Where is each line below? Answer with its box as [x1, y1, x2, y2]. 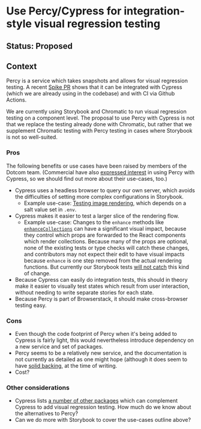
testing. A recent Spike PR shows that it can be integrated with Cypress [6, 84, 182, 91]
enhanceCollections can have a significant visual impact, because [23, 225, 187, 232]
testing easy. [14, 302, 47, 309]
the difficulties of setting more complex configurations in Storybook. [14, 193, 184, 200]
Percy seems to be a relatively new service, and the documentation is [14, 349, 187, 356]
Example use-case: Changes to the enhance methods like [23, 218, 164, 226]
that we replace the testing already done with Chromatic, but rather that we [6, 121, 192, 128]
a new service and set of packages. [14, 342, 104, 350]
